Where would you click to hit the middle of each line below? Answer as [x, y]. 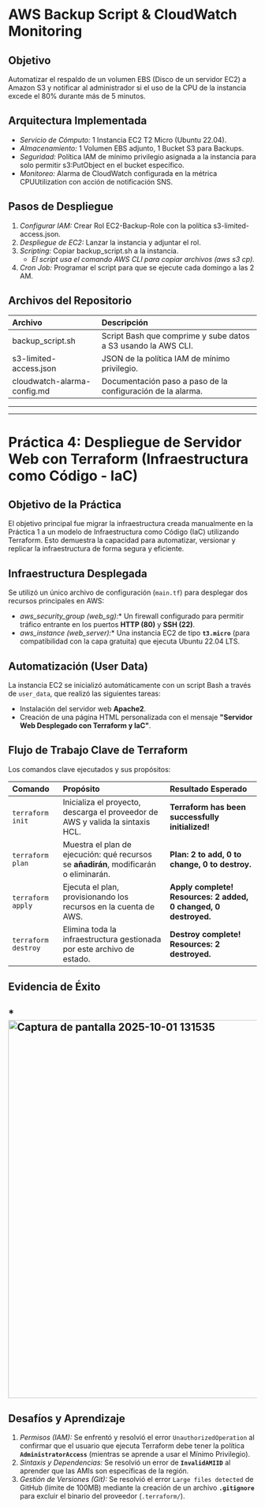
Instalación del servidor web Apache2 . [83, 709]
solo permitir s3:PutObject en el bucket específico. [102, 165]
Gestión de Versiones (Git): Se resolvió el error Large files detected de [136, 1480]
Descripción [125, 323]
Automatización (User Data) [78, 666]
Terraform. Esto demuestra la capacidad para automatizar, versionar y [122, 540]
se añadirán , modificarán [109, 864]
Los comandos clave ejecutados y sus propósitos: [90, 769]
